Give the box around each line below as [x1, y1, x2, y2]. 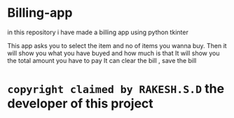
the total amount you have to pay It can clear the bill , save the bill [7, 56, 197, 64]
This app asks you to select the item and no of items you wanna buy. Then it [7, 41, 227, 50]
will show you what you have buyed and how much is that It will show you [7, 49, 220, 57]
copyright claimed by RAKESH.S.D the [7, 81, 225, 97]
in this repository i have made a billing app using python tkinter [7, 28, 189, 36]
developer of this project [7, 96, 154, 112]
